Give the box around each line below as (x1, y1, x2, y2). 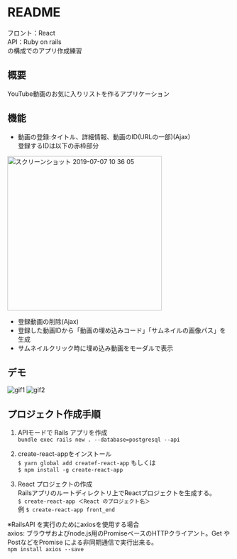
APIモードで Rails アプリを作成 (17, 428, 108, 437)
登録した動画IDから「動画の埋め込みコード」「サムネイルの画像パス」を (17, 326, 226, 335)
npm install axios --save (7, 546, 84, 553)
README (7, 4, 61, 21)
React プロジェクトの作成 (17, 480, 93, 489)
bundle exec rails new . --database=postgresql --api (17, 436, 180, 444)
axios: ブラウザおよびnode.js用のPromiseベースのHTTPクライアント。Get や (7, 529, 231, 538)
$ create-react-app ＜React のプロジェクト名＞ (17, 498, 150, 505)
